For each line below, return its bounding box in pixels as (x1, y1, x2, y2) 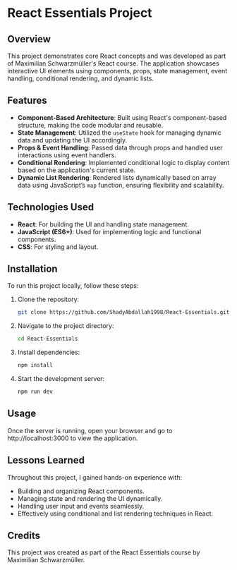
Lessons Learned (7, 454, 85, 466)
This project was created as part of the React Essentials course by (7, 548, 200, 557)
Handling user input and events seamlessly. (17, 502, 145, 510)
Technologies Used (7, 201, 94, 213)
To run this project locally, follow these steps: (7, 281, 139, 290)
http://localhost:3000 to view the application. (7, 434, 138, 442)
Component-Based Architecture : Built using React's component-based (17, 113, 227, 121)
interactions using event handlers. (17, 150, 116, 159)
